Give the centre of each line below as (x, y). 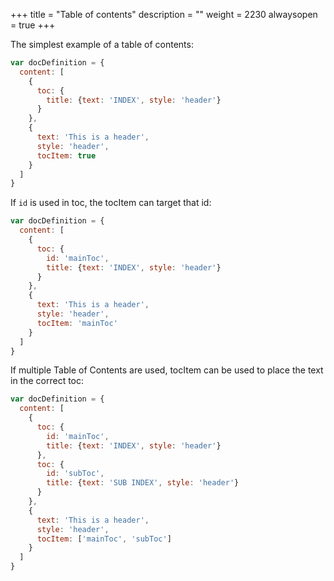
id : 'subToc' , (75, 474)
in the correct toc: (47, 381)
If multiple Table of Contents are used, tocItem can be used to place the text (167, 370)
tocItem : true (66, 155)
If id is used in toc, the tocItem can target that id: (111, 203)
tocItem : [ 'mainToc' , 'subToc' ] (104, 539)
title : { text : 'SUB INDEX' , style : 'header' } (143, 483)
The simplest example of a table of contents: (102, 44)
